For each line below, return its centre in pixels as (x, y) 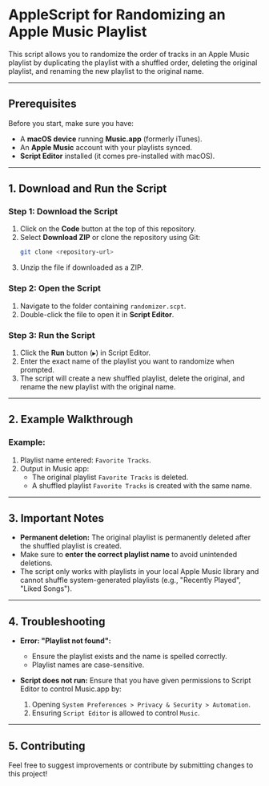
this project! (28, 774)
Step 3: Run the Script (52, 335)
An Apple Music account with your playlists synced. (106, 147)
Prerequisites (42, 104)
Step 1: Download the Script (63, 212)
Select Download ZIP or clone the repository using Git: (110, 238)
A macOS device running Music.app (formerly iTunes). (111, 139)
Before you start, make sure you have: (71, 123)
